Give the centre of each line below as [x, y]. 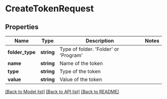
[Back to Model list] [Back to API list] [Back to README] [62, 92]
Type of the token [80, 71]
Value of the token [81, 79]
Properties [22, 27]
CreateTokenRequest [49, 9]
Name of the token [81, 63]
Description [100, 41]
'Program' [71, 55]
